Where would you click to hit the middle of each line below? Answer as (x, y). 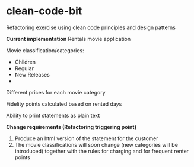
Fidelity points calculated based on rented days (64, 104)
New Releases (32, 74)
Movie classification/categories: (45, 50)
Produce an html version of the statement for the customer (86, 138)
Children (25, 62)
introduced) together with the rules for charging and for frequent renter (101, 151)
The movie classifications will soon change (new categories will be (96, 144)
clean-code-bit (44, 11)
